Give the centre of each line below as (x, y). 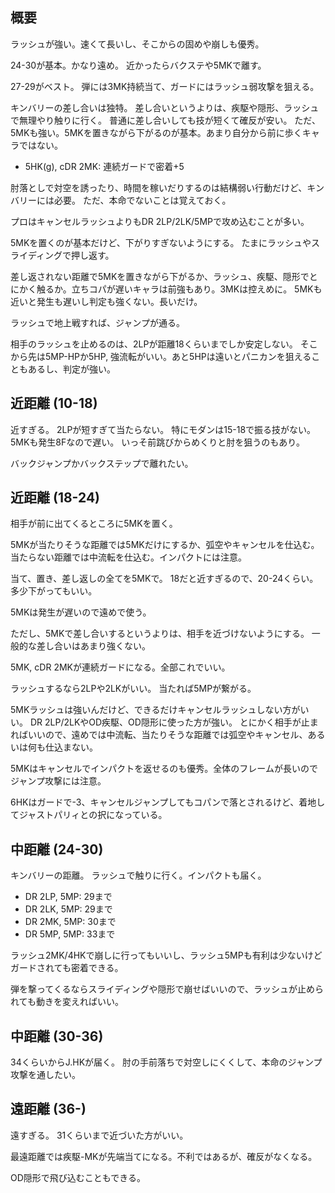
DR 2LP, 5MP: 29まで (68, 897)
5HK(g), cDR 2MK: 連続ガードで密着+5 (104, 166)
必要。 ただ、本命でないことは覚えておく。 (142, 200)
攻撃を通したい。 (45, 1075)
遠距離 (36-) (48, 1109)
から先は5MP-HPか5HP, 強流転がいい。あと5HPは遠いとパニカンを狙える (161, 356)
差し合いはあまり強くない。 (93, 646)
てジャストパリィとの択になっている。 (89, 815)
